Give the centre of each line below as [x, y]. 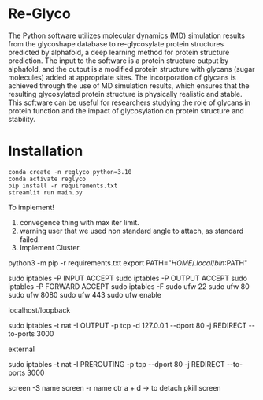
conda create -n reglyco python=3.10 [70, 172]
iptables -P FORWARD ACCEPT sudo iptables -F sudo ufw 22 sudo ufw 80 [129, 286]
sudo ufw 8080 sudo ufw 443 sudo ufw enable [85, 294]
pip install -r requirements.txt [63, 186]
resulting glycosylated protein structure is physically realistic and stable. [125, 94]
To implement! [31, 207]
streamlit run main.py [45, 193]
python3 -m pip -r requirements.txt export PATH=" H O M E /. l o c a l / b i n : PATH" [128, 263]
